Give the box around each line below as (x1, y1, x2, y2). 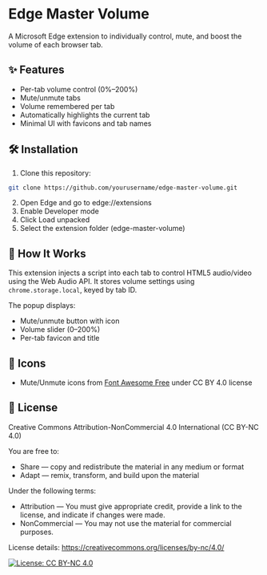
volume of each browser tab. (8, 39, 103, 49)
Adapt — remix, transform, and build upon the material (19, 470, 200, 480)
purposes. (19, 527, 54, 537)
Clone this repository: (19, 168, 91, 177)
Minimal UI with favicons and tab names (19, 118, 152, 128)
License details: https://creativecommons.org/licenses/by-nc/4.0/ (8, 542, 225, 552)
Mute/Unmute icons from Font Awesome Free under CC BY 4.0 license (19, 378, 253, 387)
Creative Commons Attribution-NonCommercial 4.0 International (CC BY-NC (8, 422, 260, 431)
